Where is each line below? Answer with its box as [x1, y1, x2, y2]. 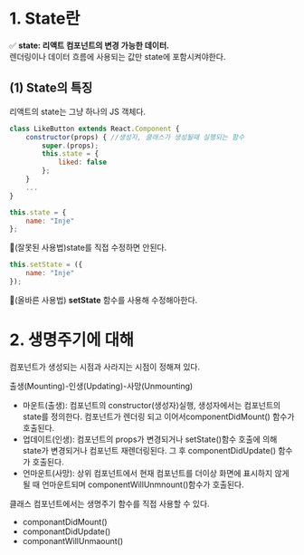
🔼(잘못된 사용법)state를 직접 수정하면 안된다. [9, 242, 167, 254]
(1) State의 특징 [9, 81, 93, 96]
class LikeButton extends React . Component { [9, 124, 180, 133]
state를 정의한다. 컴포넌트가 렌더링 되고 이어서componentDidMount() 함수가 [22, 411, 295, 422]
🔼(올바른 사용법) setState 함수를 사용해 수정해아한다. [9, 294, 198, 305]
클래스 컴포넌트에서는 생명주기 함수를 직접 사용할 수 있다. [9, 498, 210, 509]
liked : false [57, 158, 107, 167]
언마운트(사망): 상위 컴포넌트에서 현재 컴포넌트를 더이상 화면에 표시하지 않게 [22, 467, 290, 478]
